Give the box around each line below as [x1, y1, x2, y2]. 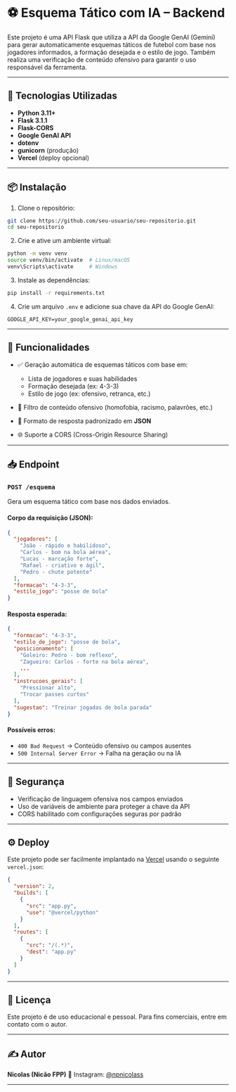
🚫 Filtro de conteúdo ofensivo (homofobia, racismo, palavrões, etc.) [17, 403, 213, 411]
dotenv [17, 138, 39, 147]
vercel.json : [7, 862, 44, 871]
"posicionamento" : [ [13, 645, 74, 652]
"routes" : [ [13, 929, 49, 936]
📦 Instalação [7, 182, 67, 194]
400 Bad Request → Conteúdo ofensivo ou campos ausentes [17, 741, 192, 750]
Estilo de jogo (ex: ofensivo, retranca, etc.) [27, 389, 151, 398]
